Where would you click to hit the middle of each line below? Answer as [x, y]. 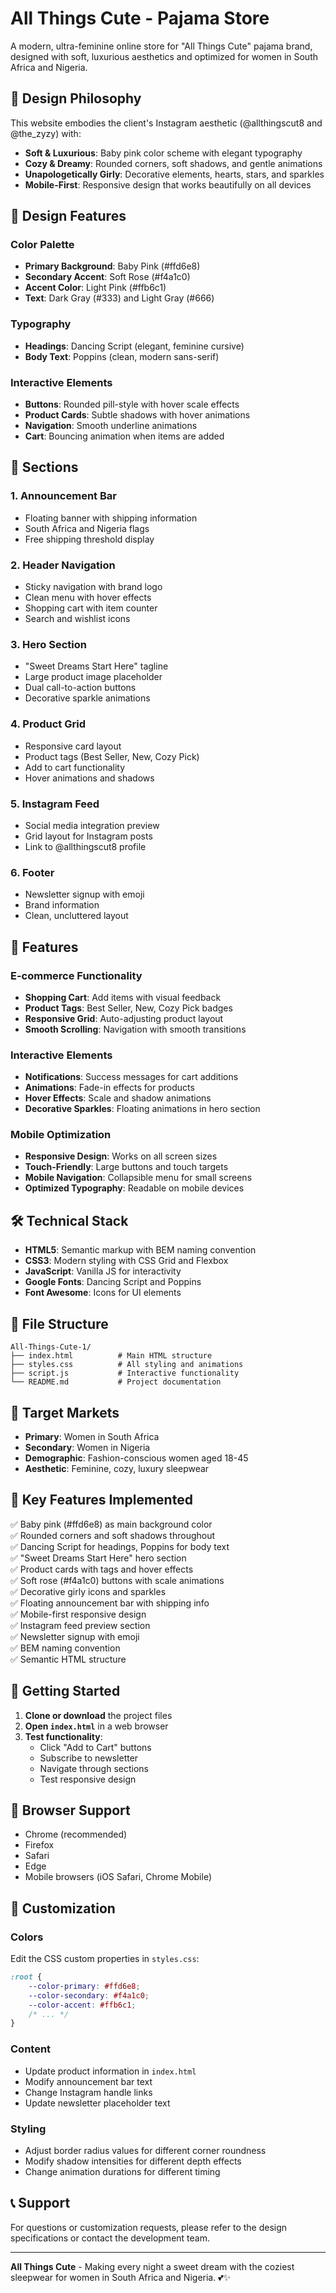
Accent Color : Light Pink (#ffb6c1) [95, 288]
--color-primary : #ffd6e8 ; [84, 1986]
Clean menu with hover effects [88, 598]
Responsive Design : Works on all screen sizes [121, 1156]
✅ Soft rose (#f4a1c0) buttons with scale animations [117, 1580]
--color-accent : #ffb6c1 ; [82, 2005]
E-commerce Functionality [76, 975]
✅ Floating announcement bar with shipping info [110, 1603]
